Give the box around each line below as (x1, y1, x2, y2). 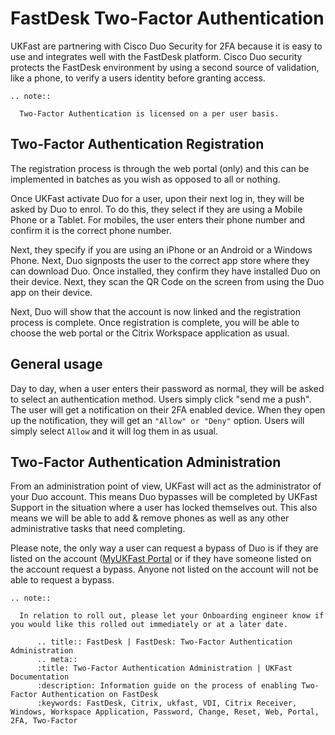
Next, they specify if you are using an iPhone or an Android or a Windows (10, 243, 313, 256)
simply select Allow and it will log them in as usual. (10, 425, 218, 437)
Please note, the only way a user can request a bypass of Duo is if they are (10, 542, 319, 554)
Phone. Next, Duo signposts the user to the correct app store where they (10, 254, 310, 266)
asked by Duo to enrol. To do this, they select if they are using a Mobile (10, 203, 303, 215)
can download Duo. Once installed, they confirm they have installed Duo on (10, 265, 321, 277)
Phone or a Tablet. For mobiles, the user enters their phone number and (10, 213, 306, 226)
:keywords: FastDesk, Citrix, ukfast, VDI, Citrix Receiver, (36, 698, 298, 709)
